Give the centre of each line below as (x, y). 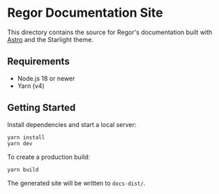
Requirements (38, 62)
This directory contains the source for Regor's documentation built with (110, 32)
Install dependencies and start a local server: (72, 124)
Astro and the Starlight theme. (51, 39)
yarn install (26, 137)
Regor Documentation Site (85, 13)
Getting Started (41, 108)
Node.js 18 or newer (46, 78)
